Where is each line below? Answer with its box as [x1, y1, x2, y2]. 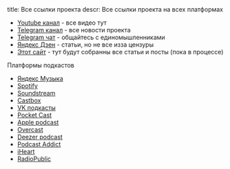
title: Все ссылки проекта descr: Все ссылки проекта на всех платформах [7, 5, 224, 13]
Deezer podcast [17, 133, 63, 141]
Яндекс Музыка [17, 74, 63, 82]
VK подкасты [17, 104, 56, 111]
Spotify [17, 82, 38, 90]
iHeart [17, 148, 35, 155]
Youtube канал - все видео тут [17, 19, 107, 27]
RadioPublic [17, 155, 52, 163]
